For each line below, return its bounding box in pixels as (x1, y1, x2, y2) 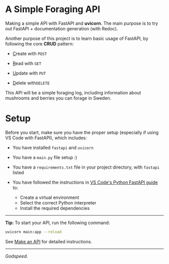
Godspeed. (5, 253, 29, 259)
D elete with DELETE (12, 80, 50, 86)
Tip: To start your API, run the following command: (5, 220, 110, 226)
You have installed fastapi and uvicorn (12, 144, 94, 150)
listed (12, 169, 24, 175)
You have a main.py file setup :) (12, 154, 77, 160)
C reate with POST (12, 50, 47, 57)
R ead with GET (12, 60, 42, 66)
